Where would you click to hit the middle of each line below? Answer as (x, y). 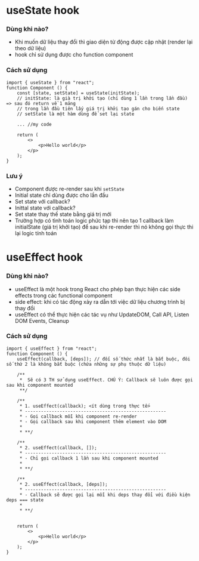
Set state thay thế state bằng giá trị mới (63, 214)
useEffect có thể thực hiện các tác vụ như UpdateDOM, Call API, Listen (102, 315)
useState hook (43, 10)
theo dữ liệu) (30, 48)
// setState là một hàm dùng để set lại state (76, 114)
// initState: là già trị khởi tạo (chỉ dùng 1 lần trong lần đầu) (102, 98)
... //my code (34, 124)
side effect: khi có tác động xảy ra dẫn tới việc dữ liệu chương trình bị (100, 301)
